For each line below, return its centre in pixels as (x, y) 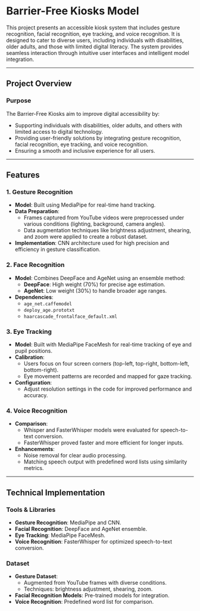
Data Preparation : (37, 211)
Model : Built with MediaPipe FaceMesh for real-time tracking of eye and (103, 344)
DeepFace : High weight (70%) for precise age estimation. (94, 284)
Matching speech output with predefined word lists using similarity (105, 462)
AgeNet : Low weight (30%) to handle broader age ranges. (95, 290)
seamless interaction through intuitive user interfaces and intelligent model (98, 53)
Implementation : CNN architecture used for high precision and (92, 243)
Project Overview (39, 84)
